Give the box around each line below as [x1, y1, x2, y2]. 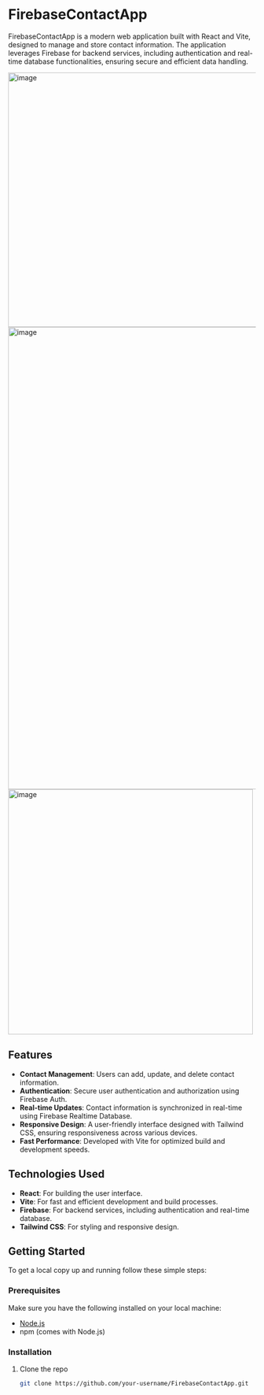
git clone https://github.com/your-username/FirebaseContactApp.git [19, 1379, 249, 1387]
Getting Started [8, 1245, 86, 1258]
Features [8, 1048, 53, 1062]
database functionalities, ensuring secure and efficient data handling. [24, 57, 249, 66]
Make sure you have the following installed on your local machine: [8, 1303, 222, 1312]
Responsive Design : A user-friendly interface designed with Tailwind [19, 1119, 244, 1129]
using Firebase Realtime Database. [19, 1111, 133, 1120]
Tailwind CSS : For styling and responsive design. [19, 1222, 179, 1231]
